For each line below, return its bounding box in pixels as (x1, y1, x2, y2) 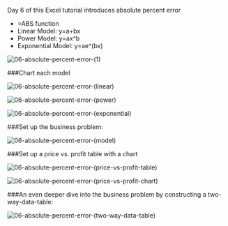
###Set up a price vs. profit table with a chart (7, 150, 138, 158)
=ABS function (17, 20, 59, 27)
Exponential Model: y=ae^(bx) (17, 42, 103, 50)
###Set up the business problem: (7, 123, 103, 131)
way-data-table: (7, 198, 54, 206)
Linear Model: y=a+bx (17, 27, 81, 35)
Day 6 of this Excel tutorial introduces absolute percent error (7, 6, 181, 14)
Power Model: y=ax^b (17, 34, 80, 43)
